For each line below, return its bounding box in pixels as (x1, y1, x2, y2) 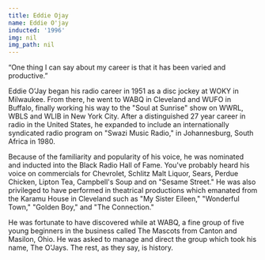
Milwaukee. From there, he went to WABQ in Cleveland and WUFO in (8, 95, 232, 104)
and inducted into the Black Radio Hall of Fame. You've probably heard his (8, 160, 250, 170)
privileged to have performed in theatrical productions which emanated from (8, 186, 258, 195)
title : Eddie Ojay (8, 11, 69, 20)
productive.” (8, 71, 48, 81)
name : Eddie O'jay (8, 19, 69, 27)
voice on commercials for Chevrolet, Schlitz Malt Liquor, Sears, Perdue (8, 169, 239, 179)
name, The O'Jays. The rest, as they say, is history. (8, 243, 174, 253)
